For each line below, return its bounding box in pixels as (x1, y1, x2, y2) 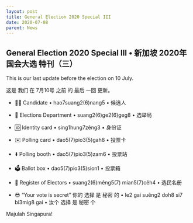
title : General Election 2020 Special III (6, 14, 111, 20)
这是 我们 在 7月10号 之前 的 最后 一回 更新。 (6, 87, 113, 94)
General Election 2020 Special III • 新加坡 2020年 (6, 48, 187, 58)
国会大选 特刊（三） (6, 59, 77, 69)
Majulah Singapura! (6, 211, 53, 218)
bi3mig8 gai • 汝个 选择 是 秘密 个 (14, 199, 96, 206)
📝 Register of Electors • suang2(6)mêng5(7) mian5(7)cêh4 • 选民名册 (14, 179, 182, 186)
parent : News (6, 25, 38, 31)
